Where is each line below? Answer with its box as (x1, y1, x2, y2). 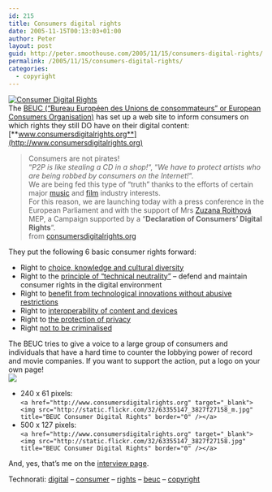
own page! (8, 365, 45, 374)
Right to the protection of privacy (19, 314, 132, 324)
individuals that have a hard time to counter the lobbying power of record (8, 347, 253, 357)
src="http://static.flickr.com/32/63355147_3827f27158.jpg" (38, 437, 246, 445)
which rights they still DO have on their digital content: (8, 120, 189, 130)
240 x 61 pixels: (19, 388, 73, 398)
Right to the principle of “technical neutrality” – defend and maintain (19, 271, 248, 281)
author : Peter (8, 34, 57, 43)
